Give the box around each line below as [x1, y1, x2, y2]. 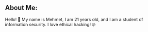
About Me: [5, 4, 38, 12]
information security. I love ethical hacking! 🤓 [5, 21, 96, 27]
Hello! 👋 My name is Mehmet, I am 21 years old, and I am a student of [5, 16, 143, 22]
